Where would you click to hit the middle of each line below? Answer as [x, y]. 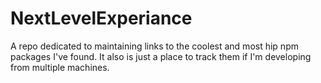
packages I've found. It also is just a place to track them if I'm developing [161, 56]
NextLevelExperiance [101, 18]
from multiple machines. [60, 67]
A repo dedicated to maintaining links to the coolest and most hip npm [154, 46]
